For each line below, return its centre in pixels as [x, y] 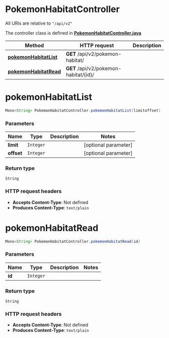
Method [34, 45]
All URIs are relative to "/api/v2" [39, 23]
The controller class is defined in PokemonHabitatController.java [73, 33]
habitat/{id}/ [80, 75]
